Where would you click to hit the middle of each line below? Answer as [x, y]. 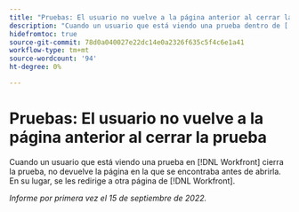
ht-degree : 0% [36, 67]
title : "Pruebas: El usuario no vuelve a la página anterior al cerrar [145, 17]
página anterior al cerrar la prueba [138, 137]
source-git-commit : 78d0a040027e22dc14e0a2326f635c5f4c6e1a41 [127, 42]
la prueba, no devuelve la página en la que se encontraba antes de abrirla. [145, 171]
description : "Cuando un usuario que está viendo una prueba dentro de [145, 26]
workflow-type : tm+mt [49, 51]
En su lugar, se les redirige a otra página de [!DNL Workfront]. [122, 181]
